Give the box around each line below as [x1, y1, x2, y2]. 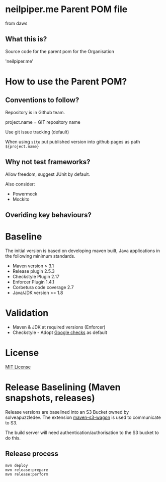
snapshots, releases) [5, 392, 95, 404]
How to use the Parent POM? [5, 76, 127, 87]
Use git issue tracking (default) [5, 129, 69, 135]
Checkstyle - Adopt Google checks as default [12, 329, 107, 335]
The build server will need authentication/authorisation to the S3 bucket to [5, 429, 159, 436]
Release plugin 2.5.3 [12, 268, 55, 274]
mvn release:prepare [5, 467, 49, 472]
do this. [5, 435, 21, 441]
